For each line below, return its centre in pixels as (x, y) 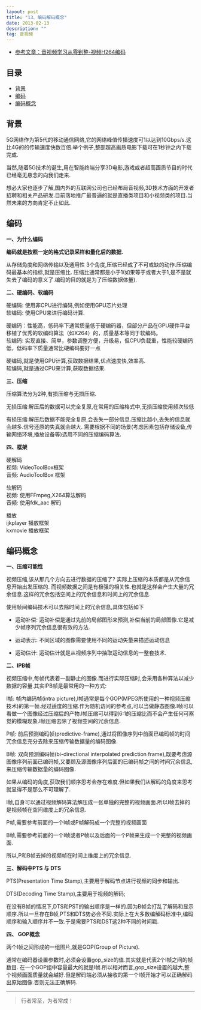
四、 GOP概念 (23, 934)
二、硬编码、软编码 (30, 292)
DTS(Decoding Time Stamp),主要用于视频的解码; (66, 894)
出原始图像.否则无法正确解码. (42, 982)
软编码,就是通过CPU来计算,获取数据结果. (56, 368)
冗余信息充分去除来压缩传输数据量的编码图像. (62, 742)
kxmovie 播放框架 (28, 530)
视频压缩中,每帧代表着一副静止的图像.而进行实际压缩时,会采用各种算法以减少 (100, 679)
